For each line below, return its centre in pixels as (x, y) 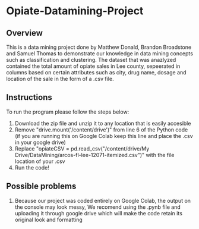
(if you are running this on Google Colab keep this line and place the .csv (104, 136)
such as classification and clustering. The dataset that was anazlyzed (91, 60)
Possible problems (41, 186)
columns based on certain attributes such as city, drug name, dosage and (96, 72)
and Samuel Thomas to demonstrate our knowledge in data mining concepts (99, 54)
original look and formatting (49, 219)
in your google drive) (40, 142)
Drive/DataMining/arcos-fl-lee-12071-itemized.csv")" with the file (94, 155)
